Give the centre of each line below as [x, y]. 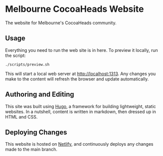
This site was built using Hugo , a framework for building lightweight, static [81, 106]
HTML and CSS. [21, 117]
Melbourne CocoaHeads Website [75, 9]
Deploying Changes [36, 132]
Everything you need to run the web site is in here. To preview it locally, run [81, 50]
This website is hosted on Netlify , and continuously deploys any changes [79, 144]
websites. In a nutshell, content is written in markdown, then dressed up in [81, 112]
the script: [16, 55]
